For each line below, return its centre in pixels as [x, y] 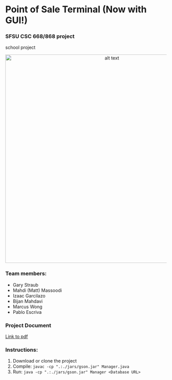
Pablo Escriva [27, 312]
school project [20, 48]
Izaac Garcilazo [29, 295]
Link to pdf [17, 336]
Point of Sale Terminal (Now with [76, 9]
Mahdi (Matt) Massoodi [37, 290]
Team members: [26, 274]
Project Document [28, 325]
